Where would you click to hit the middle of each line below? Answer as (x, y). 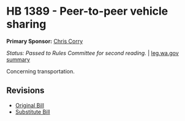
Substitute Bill (32, 112)
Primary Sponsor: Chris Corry (45, 41)
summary (18, 59)
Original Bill (30, 105)
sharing (26, 24)
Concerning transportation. (41, 71)
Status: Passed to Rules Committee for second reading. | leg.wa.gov (92, 53)
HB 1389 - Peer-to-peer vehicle (87, 11)
